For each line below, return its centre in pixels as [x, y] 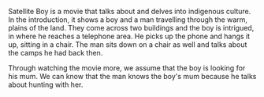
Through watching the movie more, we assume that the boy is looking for [127, 68]
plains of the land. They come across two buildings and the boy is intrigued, [131, 28]
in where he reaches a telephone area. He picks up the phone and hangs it [129, 36]
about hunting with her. [46, 84]
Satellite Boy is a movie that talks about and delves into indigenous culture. [130, 11]
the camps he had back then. [56, 53]
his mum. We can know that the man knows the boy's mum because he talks [132, 76]
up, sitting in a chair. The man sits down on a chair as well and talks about [128, 45]
